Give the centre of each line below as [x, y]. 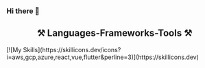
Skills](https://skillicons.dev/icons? [72, 49]
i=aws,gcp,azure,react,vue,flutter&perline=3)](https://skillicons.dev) [103, 57]
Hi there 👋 [23, 11]
